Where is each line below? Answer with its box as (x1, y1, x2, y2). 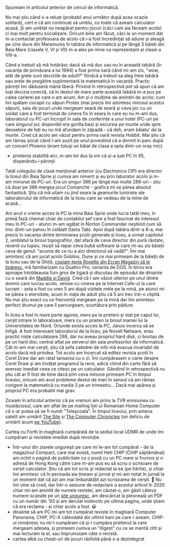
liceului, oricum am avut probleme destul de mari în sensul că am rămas (5, 377, 155, 383)
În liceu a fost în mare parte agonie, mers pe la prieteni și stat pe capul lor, (5, 312, 160, 318)
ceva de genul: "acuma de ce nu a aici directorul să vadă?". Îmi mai (5, 248, 146, 254)
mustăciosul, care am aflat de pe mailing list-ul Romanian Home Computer (5, 403, 161, 409)
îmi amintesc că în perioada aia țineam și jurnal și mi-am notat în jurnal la (12, 471, 165, 477)
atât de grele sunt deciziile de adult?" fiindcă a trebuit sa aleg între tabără (5, 73, 159, 78)
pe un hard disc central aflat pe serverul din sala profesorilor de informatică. (5, 339, 165, 345)
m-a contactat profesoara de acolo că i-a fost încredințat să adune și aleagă (5, 36, 164, 42)
